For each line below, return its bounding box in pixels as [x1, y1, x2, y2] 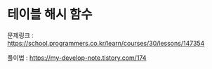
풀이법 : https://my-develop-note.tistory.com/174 [7, 54, 147, 62]
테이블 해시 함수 [7, 6, 93, 23]
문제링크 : [7, 31, 34, 39]
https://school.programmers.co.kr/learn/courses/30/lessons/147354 [7, 39, 205, 47]
